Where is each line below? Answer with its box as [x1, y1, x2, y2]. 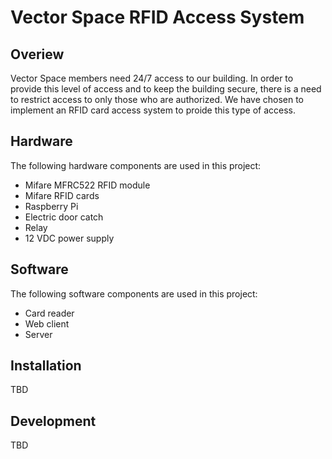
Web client [24, 317, 70, 330]
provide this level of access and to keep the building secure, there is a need [10, 83, 322, 95]
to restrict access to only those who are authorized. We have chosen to [10, 94, 305, 105]
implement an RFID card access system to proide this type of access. [10, 104, 297, 116]
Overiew [10, 46, 65, 63]
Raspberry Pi [24, 200, 79, 212]
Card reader [24, 307, 75, 319]
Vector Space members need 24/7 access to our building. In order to [10, 72, 294, 84]
